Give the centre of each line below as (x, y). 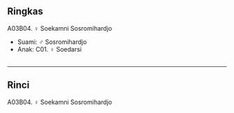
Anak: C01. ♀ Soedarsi (49, 49)
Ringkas (25, 12)
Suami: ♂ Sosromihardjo (52, 42)
